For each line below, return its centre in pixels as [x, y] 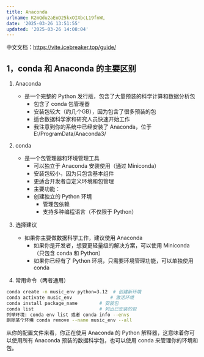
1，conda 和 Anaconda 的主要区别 [71, 68]
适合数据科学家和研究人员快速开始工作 [82, 119]
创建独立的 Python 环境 [63, 197]
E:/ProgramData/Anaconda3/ [70, 134]
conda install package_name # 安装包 [63, 303]
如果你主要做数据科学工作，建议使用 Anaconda [83, 238]
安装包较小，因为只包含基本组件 [74, 174]
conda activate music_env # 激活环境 [70, 298]
